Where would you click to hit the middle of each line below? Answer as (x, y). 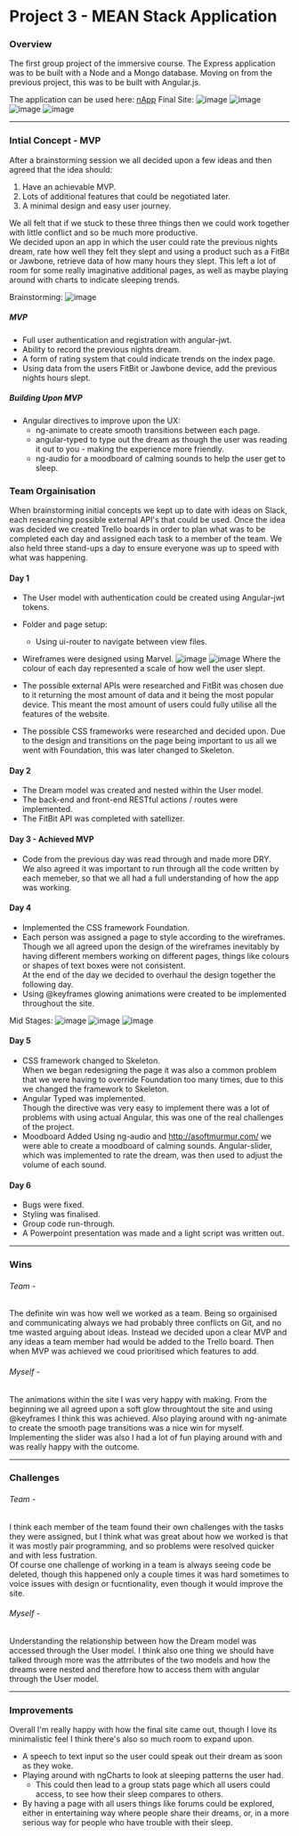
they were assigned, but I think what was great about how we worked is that (149, 1536)
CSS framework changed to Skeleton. (91, 1060)
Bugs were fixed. (53, 1205)
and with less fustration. (53, 1555)
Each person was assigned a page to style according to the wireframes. (154, 937)
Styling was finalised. (61, 1215)
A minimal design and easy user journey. (97, 206)
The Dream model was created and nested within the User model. (143, 791)
